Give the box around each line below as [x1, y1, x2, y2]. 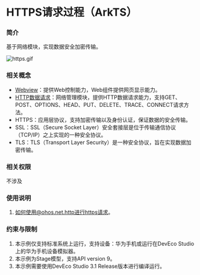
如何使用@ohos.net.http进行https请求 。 [14, 208, 114, 216]
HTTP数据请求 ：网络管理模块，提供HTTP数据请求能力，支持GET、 [14, 94, 181, 101]
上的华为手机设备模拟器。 [14, 247, 79, 255]
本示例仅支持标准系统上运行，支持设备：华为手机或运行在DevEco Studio [14, 240, 195, 247]
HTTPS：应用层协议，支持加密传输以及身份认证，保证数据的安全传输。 [14, 116, 192, 123]
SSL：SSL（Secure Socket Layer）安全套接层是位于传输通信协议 [14, 124, 177, 131]
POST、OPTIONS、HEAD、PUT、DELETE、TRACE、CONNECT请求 [14, 101, 184, 108]
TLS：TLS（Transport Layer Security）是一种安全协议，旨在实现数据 [14, 139, 187, 146]
